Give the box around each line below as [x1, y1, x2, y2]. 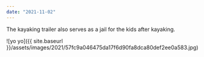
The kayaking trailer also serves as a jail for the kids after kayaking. [6, 25, 175, 33]
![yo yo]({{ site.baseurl [6, 37, 63, 44]
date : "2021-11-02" [6, 8, 56, 15]
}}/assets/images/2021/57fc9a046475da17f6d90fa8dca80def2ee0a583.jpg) [6, 44, 199, 51]
